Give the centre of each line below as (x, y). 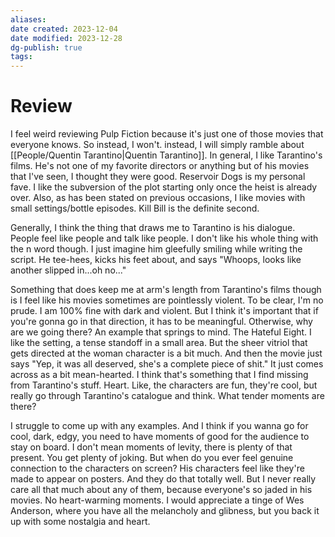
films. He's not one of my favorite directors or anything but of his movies (160, 166)
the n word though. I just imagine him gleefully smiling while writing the (156, 249)
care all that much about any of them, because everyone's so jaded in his (161, 490)
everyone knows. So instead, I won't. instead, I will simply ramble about (157, 145)
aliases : (28, 19)
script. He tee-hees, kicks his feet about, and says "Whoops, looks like (156, 260)
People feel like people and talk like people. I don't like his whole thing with (164, 238)
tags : (21, 57)
